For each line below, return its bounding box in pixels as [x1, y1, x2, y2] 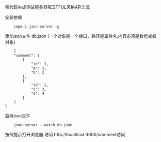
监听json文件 [5, 113, 31, 118]
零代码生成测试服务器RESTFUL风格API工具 [5, 4, 91, 10]
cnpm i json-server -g [14, 24, 60, 29]
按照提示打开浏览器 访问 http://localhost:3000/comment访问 [5, 132, 125, 137]
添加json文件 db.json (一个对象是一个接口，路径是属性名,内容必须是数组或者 [5, 33, 157, 39]
